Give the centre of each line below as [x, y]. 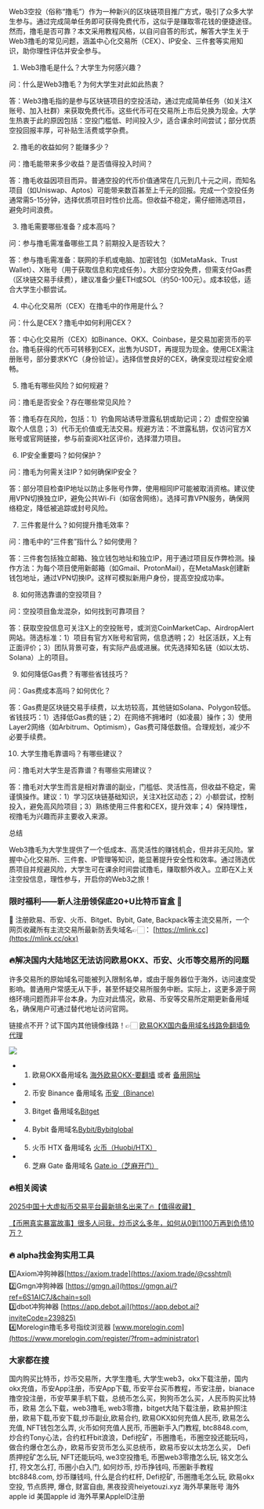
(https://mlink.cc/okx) [44, 939]
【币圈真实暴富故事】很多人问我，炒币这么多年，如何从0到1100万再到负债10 [132, 1222]
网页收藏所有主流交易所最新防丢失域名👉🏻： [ [82, 930]
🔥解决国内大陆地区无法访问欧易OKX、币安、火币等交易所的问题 [129, 960]
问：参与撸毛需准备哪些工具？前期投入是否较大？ [88, 243]
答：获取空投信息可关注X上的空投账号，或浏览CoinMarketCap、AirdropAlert [132, 628]
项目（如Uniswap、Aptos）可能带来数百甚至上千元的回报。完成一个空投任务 [132, 190]
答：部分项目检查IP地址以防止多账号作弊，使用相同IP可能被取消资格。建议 [128, 488]
